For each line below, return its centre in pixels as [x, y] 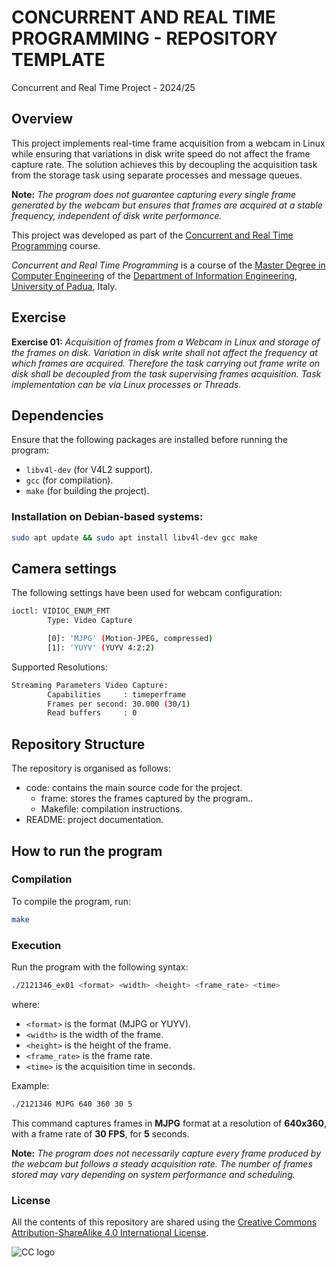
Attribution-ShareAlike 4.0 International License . [110, 1233]
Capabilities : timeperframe [117, 694]
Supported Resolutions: [59, 667]
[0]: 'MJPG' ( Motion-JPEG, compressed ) [130, 639]
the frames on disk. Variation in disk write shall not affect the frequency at [164, 352]
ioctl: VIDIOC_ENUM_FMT [61, 611]
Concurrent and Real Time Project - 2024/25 [103, 87]
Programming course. [56, 245]
